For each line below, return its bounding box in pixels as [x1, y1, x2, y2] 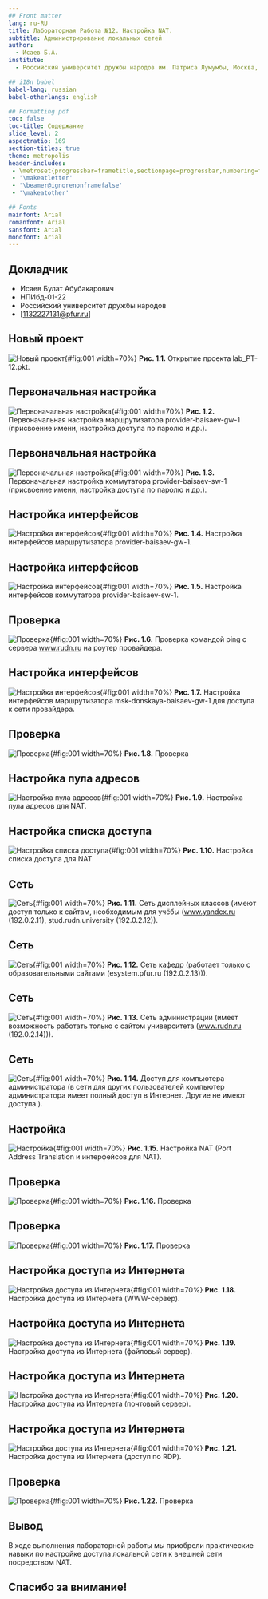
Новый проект [8, 332, 84, 346]
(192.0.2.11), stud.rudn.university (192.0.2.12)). [8, 916, 158, 924]
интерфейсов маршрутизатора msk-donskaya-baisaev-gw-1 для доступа [8, 695, 255, 705]
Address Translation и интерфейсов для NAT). [8, 1152, 162, 1162]
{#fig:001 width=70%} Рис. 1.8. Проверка [49, 748, 189, 758]
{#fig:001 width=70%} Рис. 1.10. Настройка [108, 845, 254, 855]
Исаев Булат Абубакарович [19, 284, 114, 294]
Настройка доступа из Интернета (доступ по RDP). [8, 1452, 182, 1462]
